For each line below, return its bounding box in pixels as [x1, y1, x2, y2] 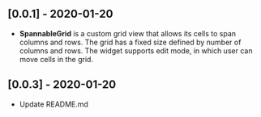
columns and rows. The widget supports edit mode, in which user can [19, 45, 253, 56]
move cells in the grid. [19, 54, 94, 64]
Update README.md [19, 99, 88, 109]
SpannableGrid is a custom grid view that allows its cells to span [19, 28, 237, 38]
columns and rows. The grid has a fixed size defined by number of [19, 37, 242, 47]
